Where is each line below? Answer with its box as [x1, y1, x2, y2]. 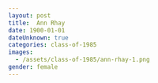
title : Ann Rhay [8, 19, 66, 27]
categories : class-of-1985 [8, 41, 97, 49]
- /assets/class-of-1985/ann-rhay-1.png [15, 56, 150, 64]
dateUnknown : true [8, 33, 69, 42]
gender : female [8, 63, 58, 71]
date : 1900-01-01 [8, 26, 66, 34]
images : [8, 48, 34, 56]
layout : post [8, 11, 51, 20]
